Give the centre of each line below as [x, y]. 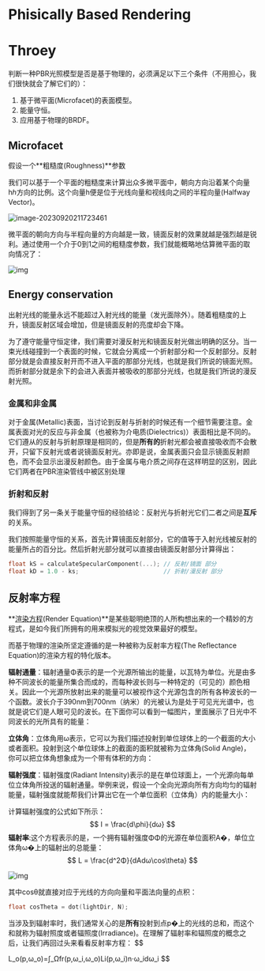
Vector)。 [24, 202]
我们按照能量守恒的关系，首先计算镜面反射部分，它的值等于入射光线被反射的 [132, 539]
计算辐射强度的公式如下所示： [56, 811]
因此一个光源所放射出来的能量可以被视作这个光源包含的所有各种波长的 [136, 691]
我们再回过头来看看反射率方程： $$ [86, 943]
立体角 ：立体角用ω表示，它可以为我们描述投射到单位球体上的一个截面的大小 [132, 738]
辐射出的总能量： [76, 847]
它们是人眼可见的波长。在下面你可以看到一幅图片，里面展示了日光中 [139, 711]
